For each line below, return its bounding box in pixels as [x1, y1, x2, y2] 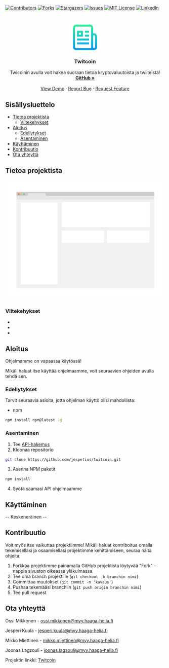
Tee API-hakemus [12, 441, 50, 447]
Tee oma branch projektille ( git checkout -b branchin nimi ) [12, 573, 139, 579]
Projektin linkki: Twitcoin [5, 657, 56, 663]
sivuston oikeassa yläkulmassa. [28, 568, 94, 574]
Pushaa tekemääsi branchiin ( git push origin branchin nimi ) [12, 584, 142, 590]
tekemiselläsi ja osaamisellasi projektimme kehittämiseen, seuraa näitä [5, 547, 152, 553]
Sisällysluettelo [5, 100, 55, 109]
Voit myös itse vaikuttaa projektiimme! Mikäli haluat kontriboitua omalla [5, 542, 153, 548]
